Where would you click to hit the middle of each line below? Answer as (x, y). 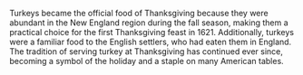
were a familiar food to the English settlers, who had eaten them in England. (151, 42)
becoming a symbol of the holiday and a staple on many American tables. (147, 61)
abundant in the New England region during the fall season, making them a (149, 23)
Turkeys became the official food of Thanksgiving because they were (139, 13)
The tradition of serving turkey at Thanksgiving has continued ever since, (147, 52)
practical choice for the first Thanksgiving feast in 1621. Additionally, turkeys (152, 32)
